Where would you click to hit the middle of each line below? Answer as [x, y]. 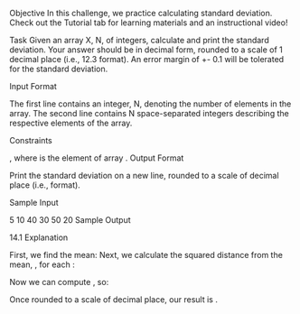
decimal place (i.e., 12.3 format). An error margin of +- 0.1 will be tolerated [147, 59]
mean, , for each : [42, 264]
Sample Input [34, 203]
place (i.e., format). [45, 185]
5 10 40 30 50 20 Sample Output [70, 220]
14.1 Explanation [39, 237]
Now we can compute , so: [59, 282]
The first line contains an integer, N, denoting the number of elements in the [150, 104]
